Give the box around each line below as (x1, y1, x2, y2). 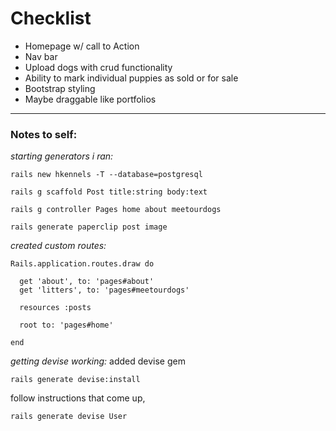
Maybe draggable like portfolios (24, 93, 157, 105)
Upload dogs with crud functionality (24, 61, 173, 73)
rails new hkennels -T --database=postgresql (10, 170, 203, 180)
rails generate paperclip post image (10, 222, 168, 232)
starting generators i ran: (10, 150, 114, 162)
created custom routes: (10, 240, 107, 252)
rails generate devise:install (10, 375, 141, 385)
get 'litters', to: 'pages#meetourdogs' (19, 285, 190, 296)
